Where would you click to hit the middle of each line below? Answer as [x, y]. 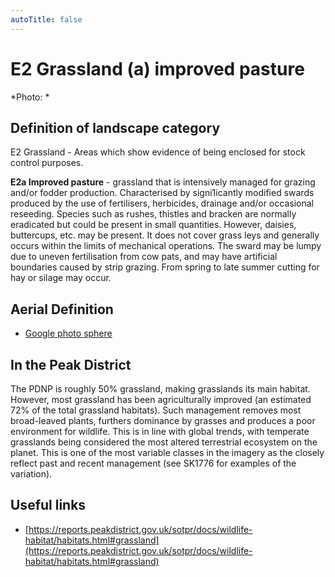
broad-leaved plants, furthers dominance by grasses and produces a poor [163, 420]
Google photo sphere [68, 333]
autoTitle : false [46, 19]
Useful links [48, 505]
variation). [31, 474]
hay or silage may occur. [61, 278]
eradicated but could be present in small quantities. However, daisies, [153, 225]
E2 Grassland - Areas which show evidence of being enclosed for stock [158, 152]
